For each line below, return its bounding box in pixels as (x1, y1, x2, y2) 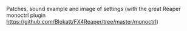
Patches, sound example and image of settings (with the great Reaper (6, 5, 181, 12)
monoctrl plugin (6, 12, 46, 19)
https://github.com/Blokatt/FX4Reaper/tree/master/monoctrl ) (6, 18, 159, 25)
